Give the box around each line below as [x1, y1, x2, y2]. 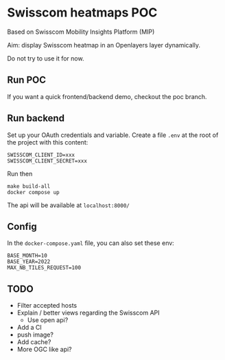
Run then [7, 169, 33, 178]
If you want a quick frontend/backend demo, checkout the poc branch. [7, 92, 207, 100]
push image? [16, 330, 54, 339]
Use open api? [27, 316, 69, 324]
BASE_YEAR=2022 [7, 258, 51, 266]
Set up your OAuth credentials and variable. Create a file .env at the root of [7, 131, 219, 139]
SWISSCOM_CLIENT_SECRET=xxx [7, 157, 88, 165]
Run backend [7, 112, 65, 125]
